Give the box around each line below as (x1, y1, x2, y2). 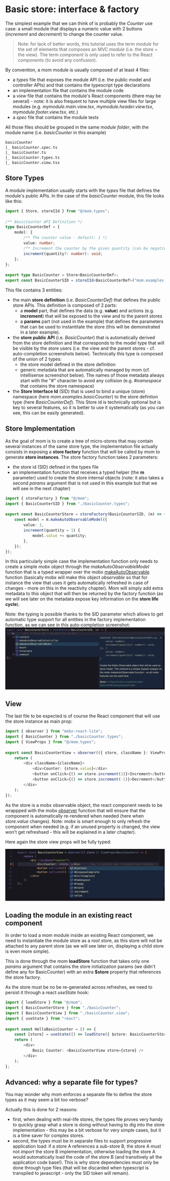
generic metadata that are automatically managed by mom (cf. (20, 367, 150, 373)
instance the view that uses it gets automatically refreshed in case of (5, 580, 149, 586)
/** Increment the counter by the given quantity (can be (23, 246, 148, 251)
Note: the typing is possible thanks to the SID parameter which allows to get (5, 611, 163, 617)
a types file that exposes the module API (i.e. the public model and (12, 76, 151, 83)
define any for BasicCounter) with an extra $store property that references (5, 969, 161, 975)
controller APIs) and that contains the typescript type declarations (12, 82, 150, 88)
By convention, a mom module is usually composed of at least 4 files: (5, 67, 150, 73)
